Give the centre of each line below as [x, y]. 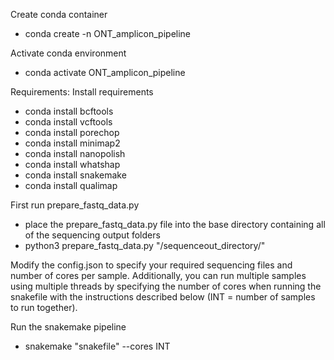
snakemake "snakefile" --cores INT [97, 346]
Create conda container [59, 14]
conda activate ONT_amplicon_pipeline [105, 72]
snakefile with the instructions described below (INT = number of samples [163, 297]
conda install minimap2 [72, 143]
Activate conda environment [68, 53]
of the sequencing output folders [92, 235]
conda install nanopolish [75, 153]
